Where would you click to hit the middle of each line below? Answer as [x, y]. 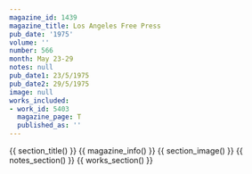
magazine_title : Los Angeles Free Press [85, 26]
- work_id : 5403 [39, 109]
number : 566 [31, 51]
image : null [31, 92]
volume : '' [29, 42]
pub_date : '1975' [41, 34]
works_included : [39, 100]
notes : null [31, 68]
